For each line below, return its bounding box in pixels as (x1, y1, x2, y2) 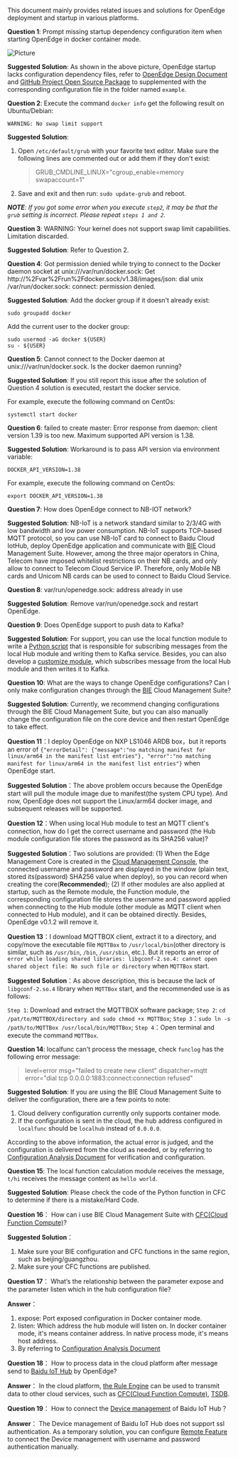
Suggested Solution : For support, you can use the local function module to (7, 635, 227, 643)
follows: (7, 992, 31, 1000)
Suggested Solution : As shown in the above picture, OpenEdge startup (7, 63, 217, 70)
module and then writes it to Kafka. (7, 665, 110, 673)
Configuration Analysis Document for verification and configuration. (7, 1153, 206, 1161)
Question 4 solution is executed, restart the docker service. (7, 384, 181, 392)
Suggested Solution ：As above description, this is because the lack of (7, 976, 215, 985)
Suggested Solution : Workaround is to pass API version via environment (7, 445, 220, 453)
